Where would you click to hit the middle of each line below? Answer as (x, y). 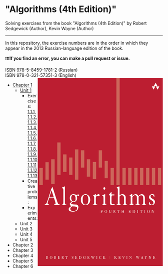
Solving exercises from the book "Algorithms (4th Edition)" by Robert (76, 23)
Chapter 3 (23, 250)
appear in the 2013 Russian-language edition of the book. (64, 48)
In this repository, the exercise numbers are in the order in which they (77, 43)
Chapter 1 (22, 85)
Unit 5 (26, 239)
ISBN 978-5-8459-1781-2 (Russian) (41, 70)
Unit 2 (26, 223)
